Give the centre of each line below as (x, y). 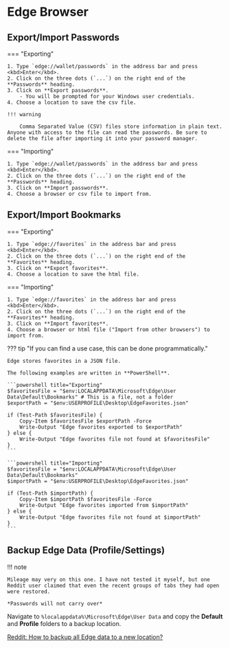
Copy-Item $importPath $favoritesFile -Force (86, 499)
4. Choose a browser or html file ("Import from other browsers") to (109, 329)
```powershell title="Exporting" (55, 385)
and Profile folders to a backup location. (64, 623)
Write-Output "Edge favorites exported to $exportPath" (101, 427)
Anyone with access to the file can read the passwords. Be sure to (107, 133)
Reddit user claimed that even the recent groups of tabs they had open (113, 585)
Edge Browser (48, 12)
